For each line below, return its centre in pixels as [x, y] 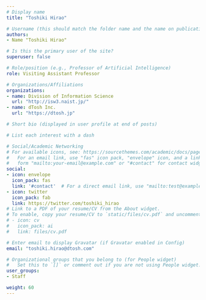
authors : [17, 34]
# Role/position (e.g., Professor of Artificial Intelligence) [89, 68]
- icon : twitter [27, 192]
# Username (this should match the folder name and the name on [90, 29]
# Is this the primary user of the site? [60, 51]
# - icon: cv [23, 220]
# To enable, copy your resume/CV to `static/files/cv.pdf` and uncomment [104, 215]
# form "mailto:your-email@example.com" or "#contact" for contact [97, 163]
